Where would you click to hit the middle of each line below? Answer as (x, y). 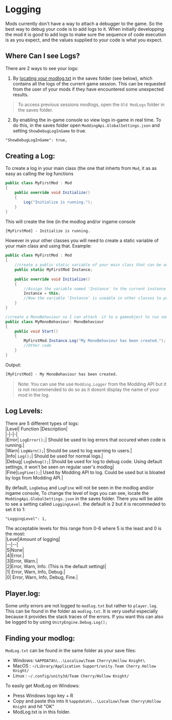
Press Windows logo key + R (43, 695)
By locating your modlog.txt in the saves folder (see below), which (82, 78)
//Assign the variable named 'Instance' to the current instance (95, 289)
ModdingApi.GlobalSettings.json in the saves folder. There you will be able (84, 498)
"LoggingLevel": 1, (26, 519)
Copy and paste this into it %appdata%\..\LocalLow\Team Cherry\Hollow (87, 701)
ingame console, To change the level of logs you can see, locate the (77, 493)
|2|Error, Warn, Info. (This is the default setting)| (56, 566)
